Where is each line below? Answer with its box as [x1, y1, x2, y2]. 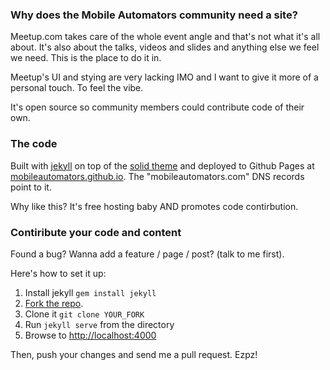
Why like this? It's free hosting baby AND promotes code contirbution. [10, 200, 299, 212]
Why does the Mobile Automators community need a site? [10, 8, 298, 22]
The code [10, 137, 58, 151]
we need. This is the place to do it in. [10, 52, 162, 64]
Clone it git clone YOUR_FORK [24, 308, 145, 320]
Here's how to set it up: [10, 267, 107, 279]
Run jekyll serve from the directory [24, 318, 175, 330]
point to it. [10, 181, 52, 193]
